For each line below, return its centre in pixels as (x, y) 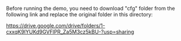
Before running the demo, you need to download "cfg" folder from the (90, 8)
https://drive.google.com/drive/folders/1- (56, 26)
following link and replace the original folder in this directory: (79, 14)
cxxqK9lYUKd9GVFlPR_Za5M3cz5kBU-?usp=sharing (70, 32)
